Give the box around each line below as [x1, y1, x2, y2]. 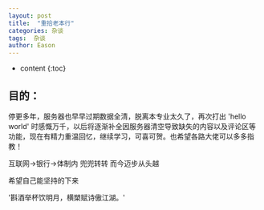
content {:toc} [19, 63, 67, 73]
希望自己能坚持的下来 [8, 176, 79, 185]
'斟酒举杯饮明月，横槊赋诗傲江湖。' [8, 192, 126, 202]
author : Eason [8, 42, 56, 50]
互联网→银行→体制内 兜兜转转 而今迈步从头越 [8, 158, 160, 168]
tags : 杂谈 [8, 34, 46, 42]
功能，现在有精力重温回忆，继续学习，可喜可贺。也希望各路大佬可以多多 [8, 131, 247, 141]
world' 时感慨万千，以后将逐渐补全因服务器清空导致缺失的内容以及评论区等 [8, 121, 257, 131]
